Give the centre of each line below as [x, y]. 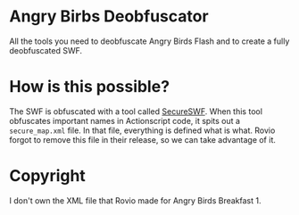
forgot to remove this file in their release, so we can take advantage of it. [143, 139]
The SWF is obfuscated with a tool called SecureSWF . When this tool [136, 111]
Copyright [48, 176]
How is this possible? [90, 87]
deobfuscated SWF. [46, 50]
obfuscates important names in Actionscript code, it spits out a [125, 120]
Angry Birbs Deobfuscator [109, 17]
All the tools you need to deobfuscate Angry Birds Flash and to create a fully [149, 41]
